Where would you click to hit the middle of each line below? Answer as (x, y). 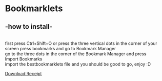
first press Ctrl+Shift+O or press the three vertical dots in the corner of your (81, 43)
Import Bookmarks (24, 59)
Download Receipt (23, 73)
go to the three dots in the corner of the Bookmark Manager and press (76, 54)
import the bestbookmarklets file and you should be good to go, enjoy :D (78, 64)
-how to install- (29, 27)
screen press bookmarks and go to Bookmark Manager (61, 49)
